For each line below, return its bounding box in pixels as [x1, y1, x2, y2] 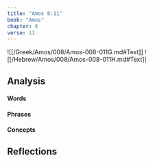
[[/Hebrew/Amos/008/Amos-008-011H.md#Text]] [7, 56, 148, 64]
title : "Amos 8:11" [7, 10, 63, 17]
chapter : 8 [7, 23, 38, 30]
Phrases [7, 110, 32, 118]
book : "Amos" [7, 16, 45, 23]
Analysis [7, 75, 46, 86]
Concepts [7, 126, 36, 134]
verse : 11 [7, 29, 36, 36]
